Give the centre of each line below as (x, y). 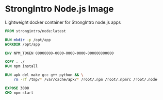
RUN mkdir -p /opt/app (28, 40)
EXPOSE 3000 (17, 88)
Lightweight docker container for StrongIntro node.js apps (63, 22)
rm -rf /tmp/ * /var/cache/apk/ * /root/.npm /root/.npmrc (73, 80)
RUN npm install (21, 66)
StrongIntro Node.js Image (59, 9)
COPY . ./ (15, 62)
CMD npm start (19, 93)
